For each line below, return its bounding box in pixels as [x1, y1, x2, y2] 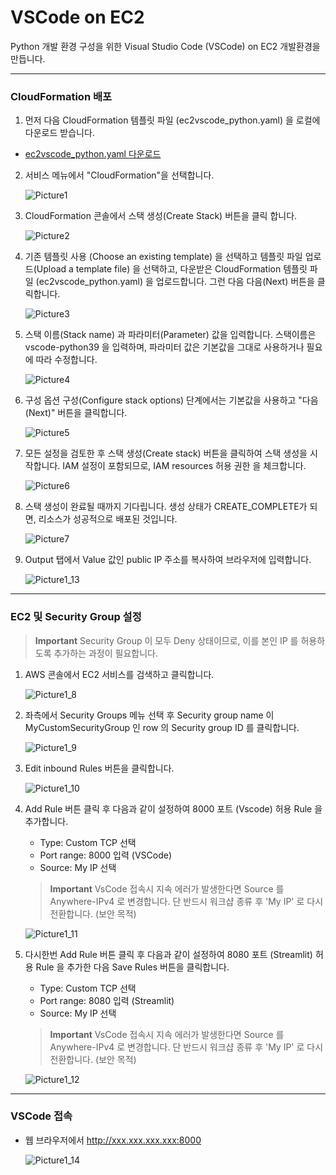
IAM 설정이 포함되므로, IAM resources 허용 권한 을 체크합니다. [62, 460, 307, 472]
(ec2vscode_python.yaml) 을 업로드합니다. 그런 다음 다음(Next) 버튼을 [35, 276, 315, 288]
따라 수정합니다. [35, 354, 98, 366]
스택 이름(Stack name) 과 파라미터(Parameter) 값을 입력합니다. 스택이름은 [24, 329, 317, 341]
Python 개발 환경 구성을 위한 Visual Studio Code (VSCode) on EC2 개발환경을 [10, 40, 321, 52]
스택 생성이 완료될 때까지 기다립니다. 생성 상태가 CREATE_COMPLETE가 [24, 501, 308, 513]
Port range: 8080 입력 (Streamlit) [39, 994, 175, 1006]
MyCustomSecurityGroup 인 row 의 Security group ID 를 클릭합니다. [24, 721, 300, 733]
